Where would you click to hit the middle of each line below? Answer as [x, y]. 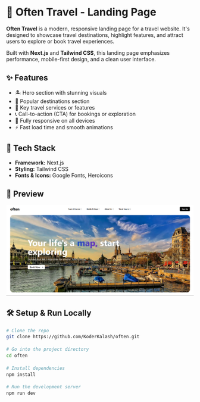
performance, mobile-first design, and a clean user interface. [81, 59]
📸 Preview [25, 194]
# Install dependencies [36, 368]
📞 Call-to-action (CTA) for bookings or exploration [75, 114]
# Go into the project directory [48, 350]
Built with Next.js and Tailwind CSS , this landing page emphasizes [88, 52]
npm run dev [21, 393]
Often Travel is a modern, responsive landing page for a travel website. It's [98, 29]
